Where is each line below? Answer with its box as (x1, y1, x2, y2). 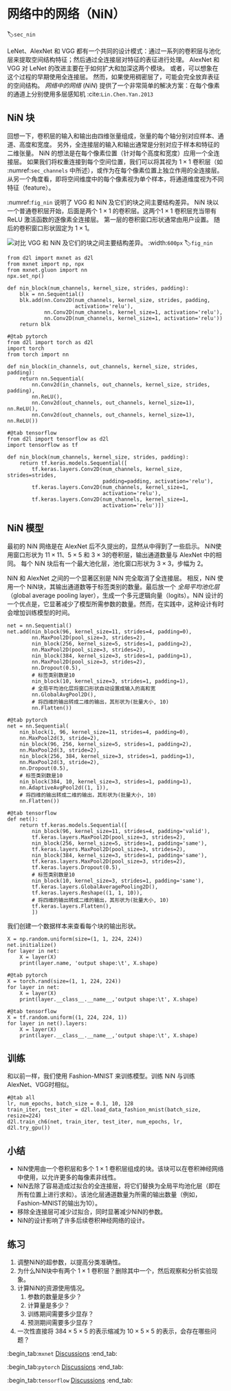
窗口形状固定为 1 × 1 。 (30, 223, 93, 232)
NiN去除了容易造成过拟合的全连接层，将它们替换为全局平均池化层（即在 (16, 1182, 221, 1190)
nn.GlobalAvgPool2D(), (32, 691, 97, 698)
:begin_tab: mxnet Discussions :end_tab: (7, 1350, 118, 1357)
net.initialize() (7, 941, 57, 948)
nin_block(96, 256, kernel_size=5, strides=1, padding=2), (19, 741, 192, 748)
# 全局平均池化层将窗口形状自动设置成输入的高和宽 (32, 685, 156, 692)
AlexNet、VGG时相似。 (7, 1081, 73, 1089)
